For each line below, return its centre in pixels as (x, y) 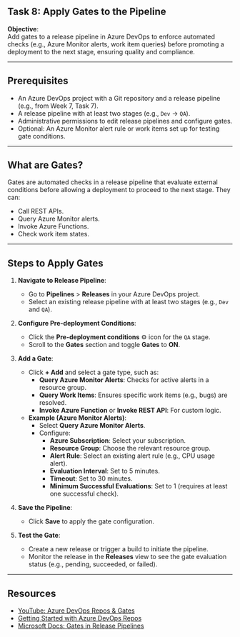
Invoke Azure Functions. (53, 226)
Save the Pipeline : (45, 508)
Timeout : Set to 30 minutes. (91, 478)
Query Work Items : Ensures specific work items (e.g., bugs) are (133, 395)
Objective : (23, 29)
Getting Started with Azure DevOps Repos (80, 618)
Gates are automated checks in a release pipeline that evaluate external (112, 182)
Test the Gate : (39, 536)
